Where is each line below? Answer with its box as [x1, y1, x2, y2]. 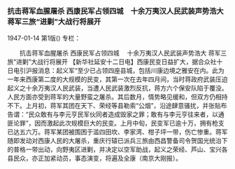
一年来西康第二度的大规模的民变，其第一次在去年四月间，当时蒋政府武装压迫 [7, 75, 228, 83]
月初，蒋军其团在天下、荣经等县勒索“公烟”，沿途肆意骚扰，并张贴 [31, 102, 222, 110]
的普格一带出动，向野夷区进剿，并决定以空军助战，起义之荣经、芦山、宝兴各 [7, 145, 228, 154]
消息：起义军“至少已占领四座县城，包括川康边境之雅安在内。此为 [37, 67, 225, 75]
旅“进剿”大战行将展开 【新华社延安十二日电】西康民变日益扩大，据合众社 [7, 58, 217, 66]
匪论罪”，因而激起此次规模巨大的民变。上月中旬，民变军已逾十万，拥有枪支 [7, 119, 225, 128]
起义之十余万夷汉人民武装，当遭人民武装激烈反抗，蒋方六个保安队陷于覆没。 [7, 84, 228, 93]
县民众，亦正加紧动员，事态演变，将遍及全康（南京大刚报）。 [7, 154, 182, 163]
